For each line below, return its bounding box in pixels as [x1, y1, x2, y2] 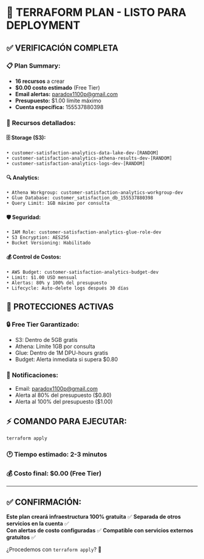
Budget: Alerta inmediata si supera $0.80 [15, 356, 118, 363]
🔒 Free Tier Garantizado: [6, 320, 80, 329]
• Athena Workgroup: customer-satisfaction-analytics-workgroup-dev [6, 190, 183, 196]
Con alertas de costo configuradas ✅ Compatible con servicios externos [6, 527, 194, 534]
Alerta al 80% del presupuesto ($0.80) [15, 391, 112, 399]
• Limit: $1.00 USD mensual [6, 274, 78, 280]
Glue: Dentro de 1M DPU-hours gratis [15, 349, 109, 357]
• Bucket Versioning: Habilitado [6, 240, 91, 246]
